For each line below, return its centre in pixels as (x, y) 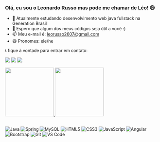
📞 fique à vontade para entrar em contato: (46, 51)
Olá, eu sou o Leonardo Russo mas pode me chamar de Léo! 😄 (80, 8)
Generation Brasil (29, 23)
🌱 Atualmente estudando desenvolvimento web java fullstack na (76, 18)
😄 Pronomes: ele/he (33, 41)
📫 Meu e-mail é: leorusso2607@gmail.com (56, 34)
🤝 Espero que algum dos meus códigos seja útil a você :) (69, 29)
